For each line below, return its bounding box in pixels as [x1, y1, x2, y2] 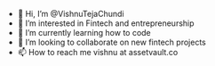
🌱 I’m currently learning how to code [17, 28, 151, 37]
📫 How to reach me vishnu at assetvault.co [17, 47, 179, 57]
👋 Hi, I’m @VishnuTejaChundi [17, 9, 124, 19]
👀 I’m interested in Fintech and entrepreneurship [17, 18, 195, 29]
